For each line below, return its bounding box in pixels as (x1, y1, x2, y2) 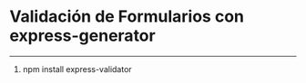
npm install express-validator (22, 63, 132, 74)
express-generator (9, 25, 157, 46)
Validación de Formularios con (9, 6, 244, 27)
